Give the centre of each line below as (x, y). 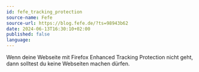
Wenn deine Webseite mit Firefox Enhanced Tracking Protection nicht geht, (100, 57)
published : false (28, 34)
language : (19, 40)
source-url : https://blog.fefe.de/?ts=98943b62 (67, 23)
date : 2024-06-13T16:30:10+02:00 (48, 29)
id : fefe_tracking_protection (44, 12)
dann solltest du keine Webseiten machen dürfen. (68, 64)
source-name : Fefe (29, 18)
